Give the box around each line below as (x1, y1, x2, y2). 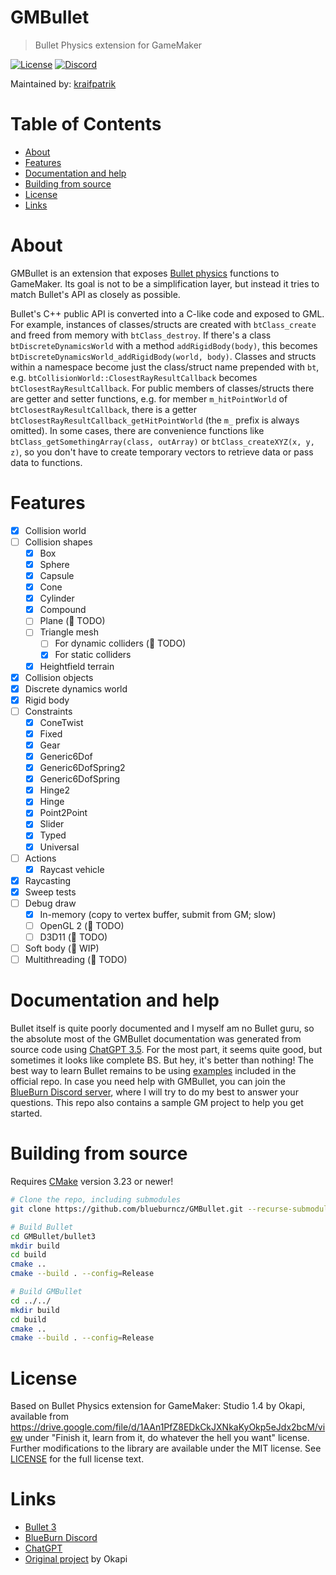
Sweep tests (24, 886, 77, 898)
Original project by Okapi (24, 1553, 128, 1565)
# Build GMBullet (10, 1287, 83, 1297)
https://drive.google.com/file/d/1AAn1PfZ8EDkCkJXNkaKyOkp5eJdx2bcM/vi (10, 1421, 326, 1433)
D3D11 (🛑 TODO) (39, 931, 108, 943)
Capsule (39, 570, 75, 581)
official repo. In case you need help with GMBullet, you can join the (10, 1076, 286, 1088)
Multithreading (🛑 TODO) (24, 954, 128, 966)
